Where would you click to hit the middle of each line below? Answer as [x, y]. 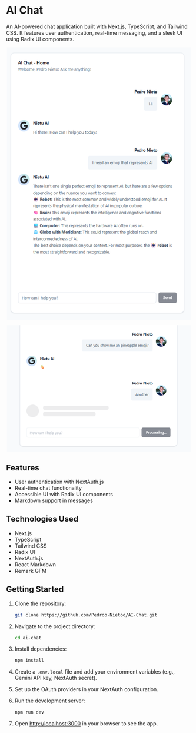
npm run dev [29, 712]
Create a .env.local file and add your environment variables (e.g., [95, 672]
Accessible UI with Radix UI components [64, 495]
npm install [29, 661]
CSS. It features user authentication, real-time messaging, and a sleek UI [94, 32]
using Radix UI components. [40, 39]
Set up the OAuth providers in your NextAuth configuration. [87, 689]
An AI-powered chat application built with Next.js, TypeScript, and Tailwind [97, 26]
